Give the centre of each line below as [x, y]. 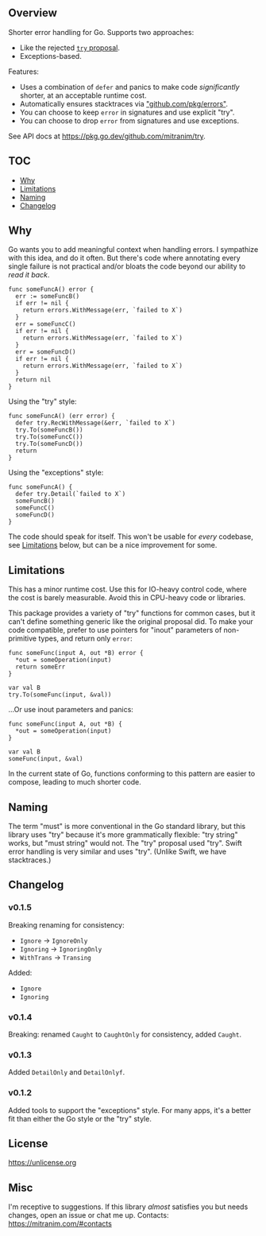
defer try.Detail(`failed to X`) [71, 494]
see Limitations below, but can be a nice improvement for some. [113, 545]
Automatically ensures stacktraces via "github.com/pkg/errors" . [124, 103]
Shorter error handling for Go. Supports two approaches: [101, 32]
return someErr [40, 667]
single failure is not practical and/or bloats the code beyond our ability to [127, 266]
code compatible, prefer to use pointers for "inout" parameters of [115, 630]
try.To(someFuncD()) [49, 444]
